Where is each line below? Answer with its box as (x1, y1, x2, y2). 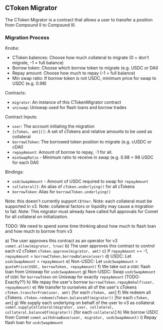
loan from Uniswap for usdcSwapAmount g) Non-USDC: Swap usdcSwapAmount (5, 269, 156, 275)
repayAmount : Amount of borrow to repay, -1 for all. (12, 149, 113, 155)
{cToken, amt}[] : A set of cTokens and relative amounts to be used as (12, 128, 152, 134)
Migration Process (5, 34, 50, 41)
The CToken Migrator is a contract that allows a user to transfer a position (5, 17, 153, 22)
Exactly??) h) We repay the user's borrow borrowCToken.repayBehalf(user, (5, 279, 155, 285)
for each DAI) (12, 160, 39, 165)
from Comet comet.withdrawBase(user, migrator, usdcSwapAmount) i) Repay (5, 314, 157, 320)
